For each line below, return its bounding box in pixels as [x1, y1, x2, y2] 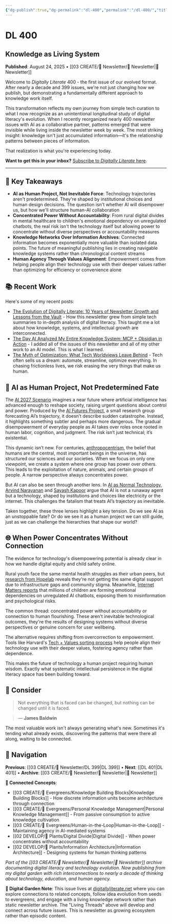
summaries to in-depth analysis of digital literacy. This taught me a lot [12, 319, 160, 326]
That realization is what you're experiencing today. [5, 147, 112, 154]
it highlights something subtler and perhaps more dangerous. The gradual [5, 418, 161, 425]
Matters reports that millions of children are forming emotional [5, 587, 137, 593]
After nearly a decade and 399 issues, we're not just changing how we [5, 84, 155, 90]
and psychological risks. [5, 597, 57, 604]
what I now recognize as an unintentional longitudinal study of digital [5, 111, 150, 117]
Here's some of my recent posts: [5, 298, 74, 305]
